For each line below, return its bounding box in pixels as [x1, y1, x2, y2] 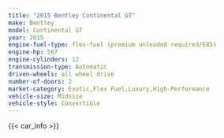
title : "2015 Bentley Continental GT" [8, 11, 136, 20]
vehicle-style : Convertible [8, 99, 101, 107]
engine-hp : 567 [8, 48, 58, 56]
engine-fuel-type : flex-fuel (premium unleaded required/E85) [8, 41, 217, 49]
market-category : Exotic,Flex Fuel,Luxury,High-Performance [8, 84, 211, 93]
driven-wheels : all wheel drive [8, 70, 114, 78]
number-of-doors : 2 [8, 77, 73, 85]
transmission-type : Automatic [8, 63, 108, 71]
